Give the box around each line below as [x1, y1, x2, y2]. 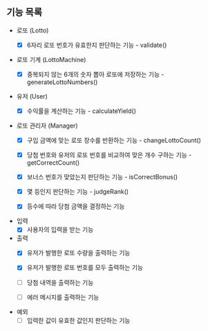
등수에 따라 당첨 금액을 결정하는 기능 [26, 202, 125, 210]
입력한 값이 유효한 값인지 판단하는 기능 [26, 316, 131, 324]
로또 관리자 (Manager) [16, 121, 78, 130]
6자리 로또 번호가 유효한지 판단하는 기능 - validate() [26, 41, 167, 49]
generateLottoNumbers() [26, 78, 98, 86]
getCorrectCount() [26, 159, 80, 167]
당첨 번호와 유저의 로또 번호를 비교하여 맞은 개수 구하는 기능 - [26, 151, 192, 159]
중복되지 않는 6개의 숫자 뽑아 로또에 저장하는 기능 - [26, 70, 164, 78]
